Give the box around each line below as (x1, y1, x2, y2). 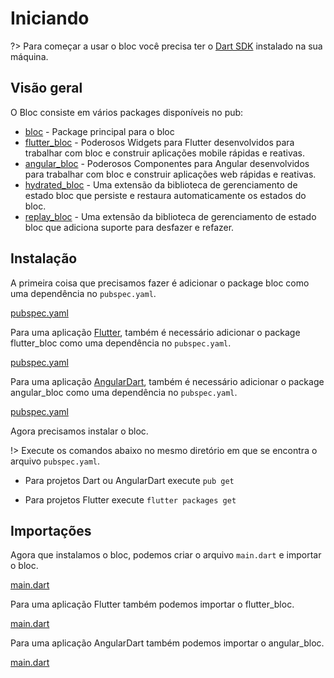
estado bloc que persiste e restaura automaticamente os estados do (24, 189, 307, 201)
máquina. (10, 50, 49, 62)
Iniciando (10, 7, 90, 30)
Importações (10, 522, 92, 539)
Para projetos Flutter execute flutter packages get (24, 493, 237, 506)
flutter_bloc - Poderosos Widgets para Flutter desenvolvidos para (24, 136, 295, 148)
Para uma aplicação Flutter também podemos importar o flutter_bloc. (10, 598, 295, 611)
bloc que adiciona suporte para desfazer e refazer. (24, 221, 235, 233)
